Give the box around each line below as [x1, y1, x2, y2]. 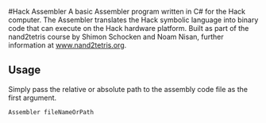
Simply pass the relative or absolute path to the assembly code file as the [8, 84, 249, 94]
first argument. [8, 93, 57, 102]
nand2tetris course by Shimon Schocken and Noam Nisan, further [8, 32, 224, 41]
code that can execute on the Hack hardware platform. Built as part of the [8, 24, 249, 33]
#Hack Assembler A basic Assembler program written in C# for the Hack [8, 7, 246, 16]
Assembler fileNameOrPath [8, 108, 94, 116]
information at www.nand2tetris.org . [8, 40, 127, 50]
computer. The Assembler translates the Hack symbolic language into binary [8, 15, 259, 25]
